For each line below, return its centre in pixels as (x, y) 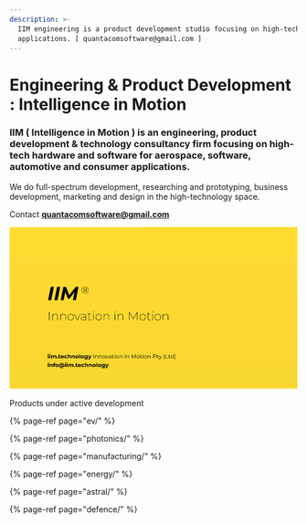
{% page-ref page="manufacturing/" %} (86, 456)
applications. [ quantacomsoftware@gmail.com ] (110, 38)
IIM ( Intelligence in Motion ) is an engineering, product (133, 132)
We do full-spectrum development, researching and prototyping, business (149, 186)
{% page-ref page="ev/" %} (63, 421)
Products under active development (77, 403)
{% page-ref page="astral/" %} (69, 492)
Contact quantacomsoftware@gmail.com (90, 214)
